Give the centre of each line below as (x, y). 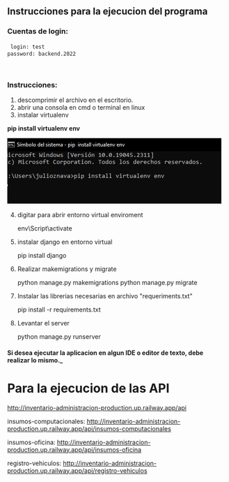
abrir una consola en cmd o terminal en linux (81, 107)
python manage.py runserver (59, 336)
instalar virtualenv (43, 115)
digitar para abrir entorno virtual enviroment (80, 214)
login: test (27, 47)
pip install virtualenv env (44, 128)
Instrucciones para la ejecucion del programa (108, 12)
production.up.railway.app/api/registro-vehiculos (77, 470)
